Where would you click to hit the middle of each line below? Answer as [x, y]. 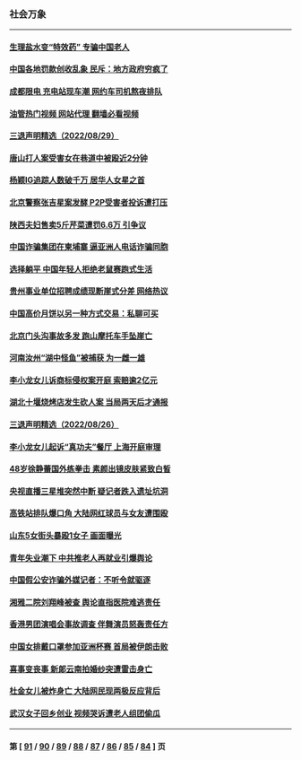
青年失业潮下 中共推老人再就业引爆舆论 [81, 557]
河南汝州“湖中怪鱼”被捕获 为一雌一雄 [77, 358]
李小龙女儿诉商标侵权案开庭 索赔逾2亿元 [84, 380]
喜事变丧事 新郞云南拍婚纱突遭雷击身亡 [81, 668]
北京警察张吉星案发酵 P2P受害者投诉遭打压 [89, 203]
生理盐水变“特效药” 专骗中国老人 [69, 47]
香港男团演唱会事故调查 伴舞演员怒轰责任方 [89, 625]
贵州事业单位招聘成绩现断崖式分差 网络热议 [89, 291]
